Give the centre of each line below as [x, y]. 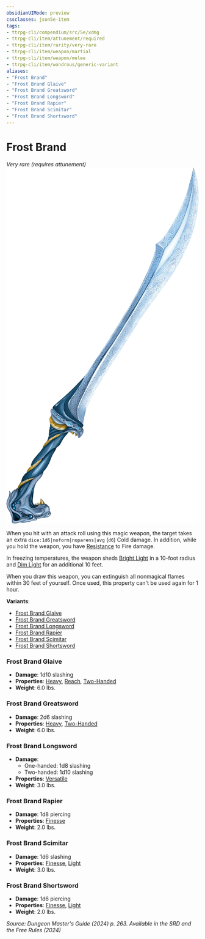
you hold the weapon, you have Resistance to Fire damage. [81, 546]
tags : [13, 26]
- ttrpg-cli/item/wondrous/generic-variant [63, 64]
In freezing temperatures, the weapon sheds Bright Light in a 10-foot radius [101, 558]
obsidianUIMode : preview [38, 13]
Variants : [18, 601]
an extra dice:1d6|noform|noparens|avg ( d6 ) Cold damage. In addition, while [101, 540]
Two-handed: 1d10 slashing [59, 772]
